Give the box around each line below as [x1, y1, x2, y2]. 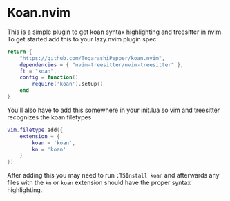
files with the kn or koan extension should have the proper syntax [7, 178, 191, 187]
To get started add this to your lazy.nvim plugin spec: [7, 35, 159, 43]
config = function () [19, 74, 79, 81]
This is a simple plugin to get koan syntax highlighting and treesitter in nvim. [7, 28, 223, 36]
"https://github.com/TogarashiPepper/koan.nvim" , [19, 55, 166, 61]
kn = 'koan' [32, 146, 67, 153]
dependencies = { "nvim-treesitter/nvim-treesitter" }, [19, 61, 184, 68]
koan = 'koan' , [32, 140, 76, 146]
